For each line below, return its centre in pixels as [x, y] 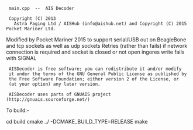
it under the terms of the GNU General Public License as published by [98, 74]
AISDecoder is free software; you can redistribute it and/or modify [95, 69]
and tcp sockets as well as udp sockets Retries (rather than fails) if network [97, 46]
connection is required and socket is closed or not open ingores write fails [95, 52]
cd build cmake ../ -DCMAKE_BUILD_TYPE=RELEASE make [77, 122]
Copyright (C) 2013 [32, 19]
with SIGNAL [21, 58]
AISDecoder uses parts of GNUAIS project [60, 94]
